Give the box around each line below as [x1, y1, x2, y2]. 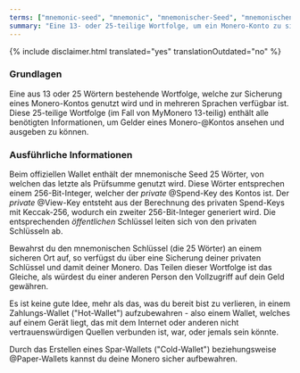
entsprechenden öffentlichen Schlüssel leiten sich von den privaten [9, 216, 257, 228]
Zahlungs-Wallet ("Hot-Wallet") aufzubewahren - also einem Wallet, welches [9, 308, 290, 319]
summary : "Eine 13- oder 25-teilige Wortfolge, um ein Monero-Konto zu [9, 21, 281, 30]
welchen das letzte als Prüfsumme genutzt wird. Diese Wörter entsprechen [9, 178, 286, 189]
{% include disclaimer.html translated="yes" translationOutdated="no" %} [9, 46, 281, 56]
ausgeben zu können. [9, 126, 89, 137]
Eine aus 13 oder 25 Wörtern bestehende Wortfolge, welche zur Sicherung [9, 88, 283, 99]
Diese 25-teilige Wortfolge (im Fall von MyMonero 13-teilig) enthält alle [9, 107, 270, 118]
